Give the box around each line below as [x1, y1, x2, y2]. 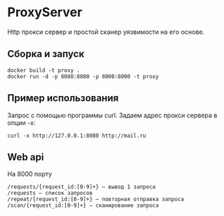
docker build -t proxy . [7, 66, 80, 74]
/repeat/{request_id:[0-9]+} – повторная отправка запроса [7, 196, 185, 203]
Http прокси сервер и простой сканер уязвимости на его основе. [7, 28, 205, 36]
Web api [7, 151, 44, 163]
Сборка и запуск [7, 48, 85, 60]
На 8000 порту [7, 170, 53, 179]
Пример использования [7, 92, 119, 104]
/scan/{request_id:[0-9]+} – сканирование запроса [7, 202, 159, 209]
